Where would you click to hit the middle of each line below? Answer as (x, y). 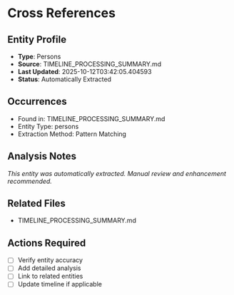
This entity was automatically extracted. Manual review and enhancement (117, 173)
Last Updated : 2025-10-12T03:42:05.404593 (85, 72)
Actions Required (47, 243)
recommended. (30, 181)
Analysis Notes (42, 156)
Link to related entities (50, 276)
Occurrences (37, 102)
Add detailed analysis (49, 268)
